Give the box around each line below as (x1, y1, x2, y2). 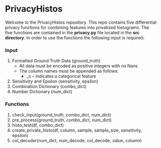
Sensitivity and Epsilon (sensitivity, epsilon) (12, 78, 98, 84)
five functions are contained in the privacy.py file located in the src (5, 30, 140, 35)
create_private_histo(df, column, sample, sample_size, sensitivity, (12, 127, 143, 133)
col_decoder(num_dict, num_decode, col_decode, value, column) (12, 137, 142, 143)
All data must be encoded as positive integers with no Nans (19, 63, 138, 69)
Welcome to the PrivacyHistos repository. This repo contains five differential (5, 19, 157, 25)
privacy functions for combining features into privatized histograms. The (5, 24, 149, 30)
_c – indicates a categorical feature (26, 74, 96, 79)
